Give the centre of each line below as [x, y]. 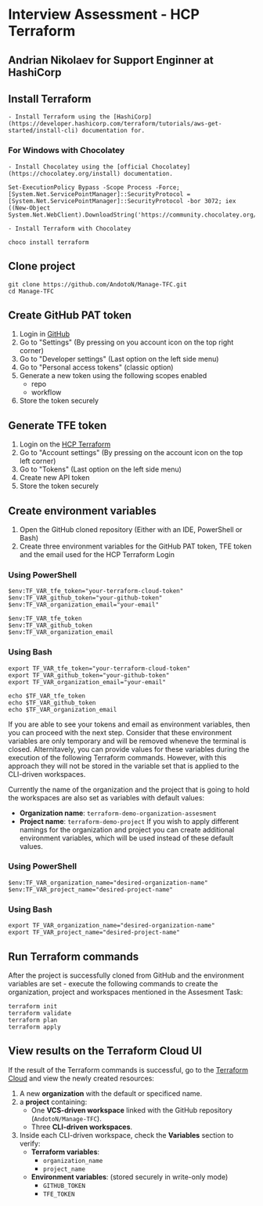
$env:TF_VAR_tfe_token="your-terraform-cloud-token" [96, 591]
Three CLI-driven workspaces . [82, 1127]
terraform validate [40, 1013]
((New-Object [29, 208]
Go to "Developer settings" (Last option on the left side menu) [119, 359]
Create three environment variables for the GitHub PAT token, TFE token [135, 546]
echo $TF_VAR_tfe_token [47, 696]
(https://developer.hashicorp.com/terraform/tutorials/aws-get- [115, 124]
